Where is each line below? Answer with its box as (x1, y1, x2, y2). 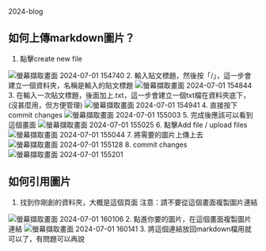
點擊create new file (19, 54, 83, 63)
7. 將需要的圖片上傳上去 (126, 129, 203, 139)
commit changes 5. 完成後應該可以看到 (8, 110, 253, 119)
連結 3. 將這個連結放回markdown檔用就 (8, 224, 252, 234)
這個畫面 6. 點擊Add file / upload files (8, 120, 248, 129)
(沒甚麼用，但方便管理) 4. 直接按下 (8, 100, 238, 110)
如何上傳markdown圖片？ (8, 32, 135, 45)
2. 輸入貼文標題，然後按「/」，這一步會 (126, 70, 252, 80)
